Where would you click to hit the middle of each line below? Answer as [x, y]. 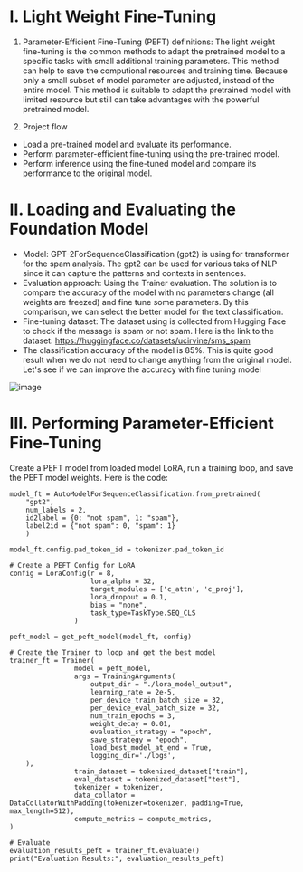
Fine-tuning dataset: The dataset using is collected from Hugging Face [154, 321]
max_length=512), [42, 811]
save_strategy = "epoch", [139, 740]
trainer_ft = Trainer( [52, 660]
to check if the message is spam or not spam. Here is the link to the [148, 331]
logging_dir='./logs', [133, 755]
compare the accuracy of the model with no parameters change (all [148, 292]
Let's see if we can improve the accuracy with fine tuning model [142, 369]
